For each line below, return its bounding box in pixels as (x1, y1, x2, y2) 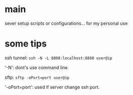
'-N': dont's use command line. (5, 64, 69, 70)
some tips (5, 38, 47, 50)
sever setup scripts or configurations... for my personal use (5, 20, 128, 26)
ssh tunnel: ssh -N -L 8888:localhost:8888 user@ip (5, 55, 112, 61)
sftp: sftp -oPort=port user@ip (5, 74, 70, 80)
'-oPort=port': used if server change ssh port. (5, 84, 100, 90)
